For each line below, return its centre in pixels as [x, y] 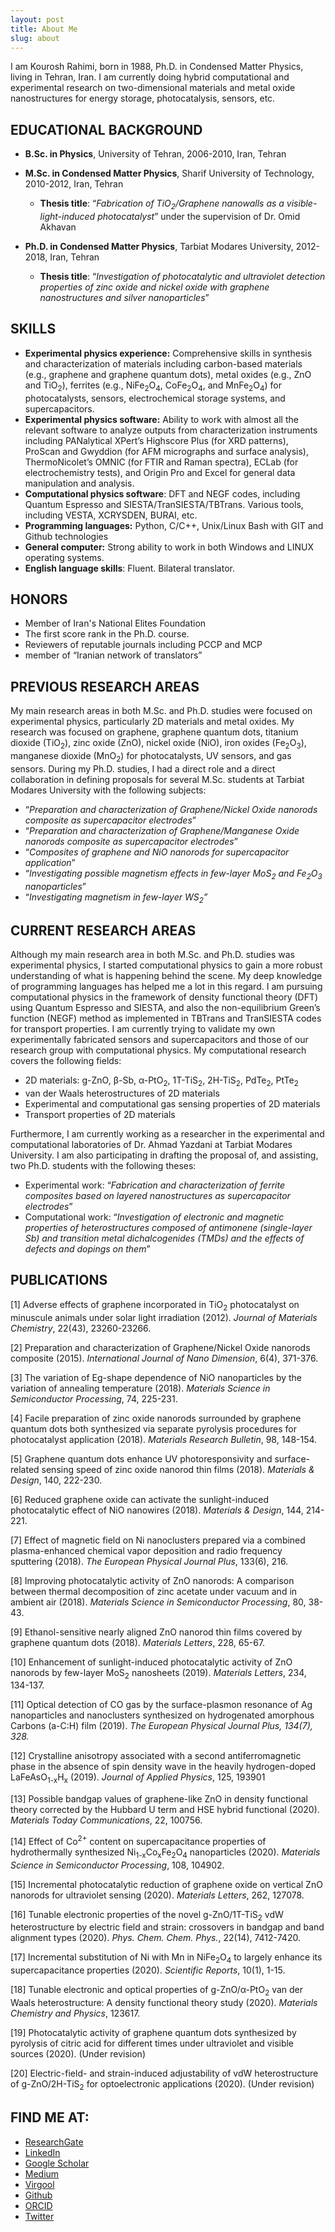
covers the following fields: [66, 1061]
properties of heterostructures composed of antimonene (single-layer [168, 1228]
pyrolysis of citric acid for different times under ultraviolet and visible [152, 2043]
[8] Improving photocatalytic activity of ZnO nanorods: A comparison [152, 1580]
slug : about [35, 38]
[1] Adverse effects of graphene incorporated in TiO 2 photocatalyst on [155, 1305]
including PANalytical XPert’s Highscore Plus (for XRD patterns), [156, 440]
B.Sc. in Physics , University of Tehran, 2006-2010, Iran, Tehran [155, 154]
